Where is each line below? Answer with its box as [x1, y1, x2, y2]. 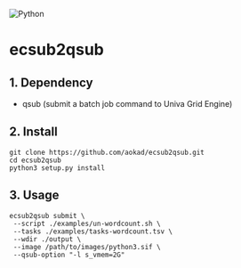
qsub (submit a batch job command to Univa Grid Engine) [21, 99, 233, 109]
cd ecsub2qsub [9, 156, 62, 165]
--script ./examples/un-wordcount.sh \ [12, 219, 162, 228]
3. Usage [9, 188, 60, 203]
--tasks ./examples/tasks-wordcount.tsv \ [12, 227, 173, 236]
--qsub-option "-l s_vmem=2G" [12, 250, 125, 259]
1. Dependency [9, 75, 93, 90]
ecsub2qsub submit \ [9, 211, 86, 220]
